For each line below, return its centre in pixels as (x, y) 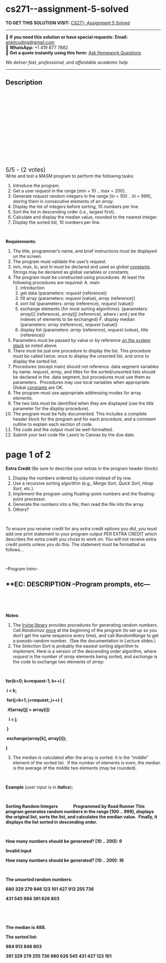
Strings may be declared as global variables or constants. (71, 272)
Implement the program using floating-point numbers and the (75, 494)
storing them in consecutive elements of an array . (63, 201)
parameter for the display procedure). (51, 408)
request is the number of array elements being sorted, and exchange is (85, 656)
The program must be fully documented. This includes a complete (80, 414)
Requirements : (21, 241)
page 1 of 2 (28, 454)
